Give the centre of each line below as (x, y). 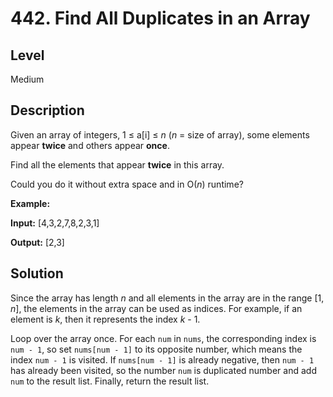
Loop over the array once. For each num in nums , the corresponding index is (163, 338)
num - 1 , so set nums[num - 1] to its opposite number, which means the (156, 349)
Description (47, 110)
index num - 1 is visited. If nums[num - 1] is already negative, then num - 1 (162, 359)
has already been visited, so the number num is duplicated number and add (163, 370)
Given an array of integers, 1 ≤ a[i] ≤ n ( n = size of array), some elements (160, 134)
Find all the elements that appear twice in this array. (117, 164)
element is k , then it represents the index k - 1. (105, 319)
